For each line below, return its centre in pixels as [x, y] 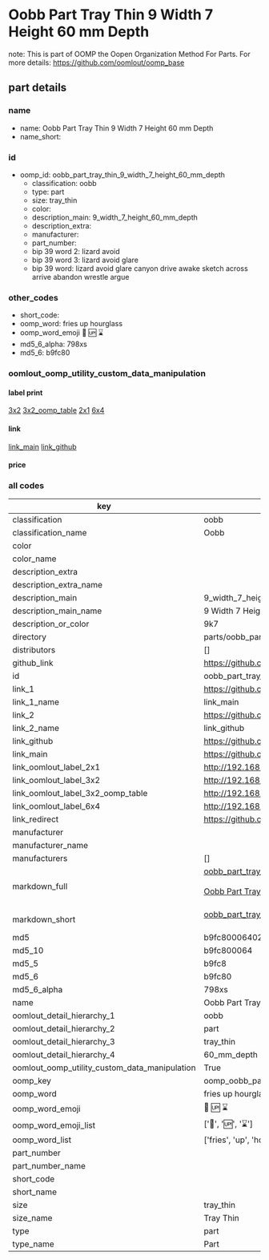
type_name [33, 1244]
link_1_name [36, 702]
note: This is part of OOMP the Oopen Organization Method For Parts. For [129, 54]
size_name [32, 1218]
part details [38, 88]
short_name [35, 1192]
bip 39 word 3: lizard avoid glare [85, 260]
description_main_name [57, 611]
